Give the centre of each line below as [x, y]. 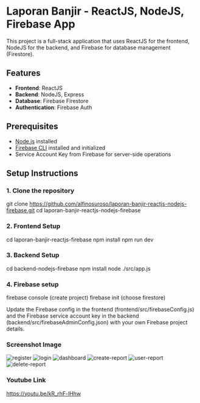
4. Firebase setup [33, 284]
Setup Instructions [42, 173]
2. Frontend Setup [33, 226]
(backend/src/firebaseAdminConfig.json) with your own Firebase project [97, 323]
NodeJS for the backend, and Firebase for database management [89, 48]
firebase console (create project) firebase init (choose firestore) [86, 298]
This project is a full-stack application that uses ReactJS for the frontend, [98, 41]
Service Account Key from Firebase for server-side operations [93, 154]
